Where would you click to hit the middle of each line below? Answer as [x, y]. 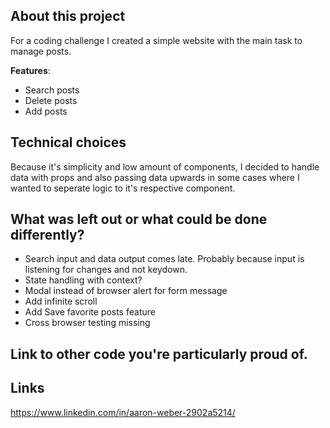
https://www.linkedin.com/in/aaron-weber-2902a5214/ [123, 412]
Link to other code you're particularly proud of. [159, 354]
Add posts [46, 111]
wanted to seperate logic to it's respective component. [123, 188]
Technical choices [68, 142]
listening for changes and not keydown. [106, 270]
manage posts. [41, 51]
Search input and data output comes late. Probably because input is [164, 259]
